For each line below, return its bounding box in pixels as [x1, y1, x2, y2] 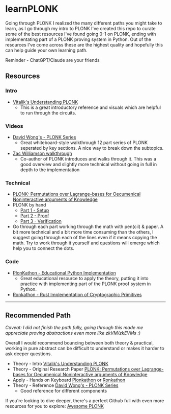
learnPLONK [5, 3, 59, 15]
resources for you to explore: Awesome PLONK [5, 403, 104, 409]
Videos [5, 122, 23, 129]
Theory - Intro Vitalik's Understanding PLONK [12, 361, 108, 367]
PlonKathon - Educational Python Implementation [12, 269, 116, 276]
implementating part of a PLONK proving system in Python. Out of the [5, 36, 152, 42]
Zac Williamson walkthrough [12, 150, 72, 156]
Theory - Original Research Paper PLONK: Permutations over [12, 366, 141, 372]
